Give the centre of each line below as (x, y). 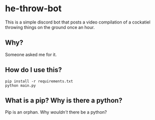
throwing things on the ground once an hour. (50, 27)
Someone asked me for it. (31, 54)
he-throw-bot (33, 9)
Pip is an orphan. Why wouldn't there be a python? (56, 112)
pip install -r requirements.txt (39, 81)
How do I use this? (33, 70)
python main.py (21, 85)
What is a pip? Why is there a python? (64, 100)
